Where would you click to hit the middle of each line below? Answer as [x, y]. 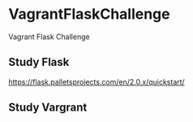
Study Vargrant [48, 108]
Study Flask [39, 62]
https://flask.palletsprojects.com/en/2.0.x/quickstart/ [96, 81]
